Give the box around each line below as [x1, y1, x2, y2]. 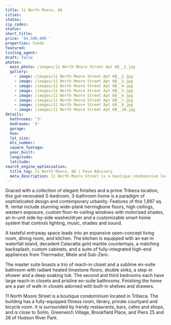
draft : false [5, 55, 33, 60]
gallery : [10, 69, 28, 74]
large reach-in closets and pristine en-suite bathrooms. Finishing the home [5, 278, 162, 284]
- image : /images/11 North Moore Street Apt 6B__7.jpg [14, 97, 133, 103]
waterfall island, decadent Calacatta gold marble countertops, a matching [5, 241, 159, 247]
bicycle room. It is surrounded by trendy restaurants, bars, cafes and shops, [5, 304, 164, 310]
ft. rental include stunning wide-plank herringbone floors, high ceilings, [5, 204, 154, 210]
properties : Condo [5, 41, 44, 46]
